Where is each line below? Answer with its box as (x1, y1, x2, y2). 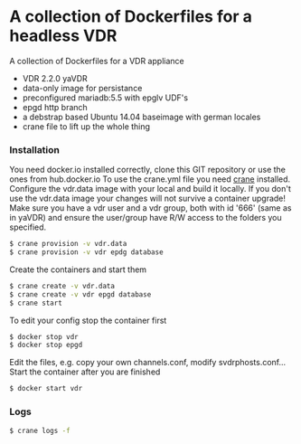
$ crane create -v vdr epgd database (9, 289, 152, 299)
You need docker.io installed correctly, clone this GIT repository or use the (9, 165, 287, 175)
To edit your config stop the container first (9, 315, 167, 326)
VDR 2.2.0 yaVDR (22, 72, 88, 83)
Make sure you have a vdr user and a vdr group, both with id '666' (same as (9, 203, 292, 213)
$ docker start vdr (9, 384, 83, 393)
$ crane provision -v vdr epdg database (9, 248, 165, 257)
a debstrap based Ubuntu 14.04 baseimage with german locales (22, 111, 261, 122)
